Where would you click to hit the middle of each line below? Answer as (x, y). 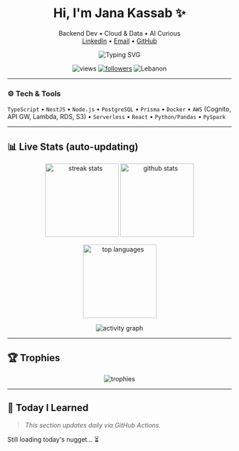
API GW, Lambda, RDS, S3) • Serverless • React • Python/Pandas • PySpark (117, 117)
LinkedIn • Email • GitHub (119, 41)
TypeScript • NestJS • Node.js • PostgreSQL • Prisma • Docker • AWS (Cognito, (119, 109)
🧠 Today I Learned (48, 408)
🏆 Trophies (34, 358)
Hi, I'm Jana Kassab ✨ (119, 13)
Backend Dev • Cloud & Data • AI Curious (119, 33)
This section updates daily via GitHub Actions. (93, 425)
